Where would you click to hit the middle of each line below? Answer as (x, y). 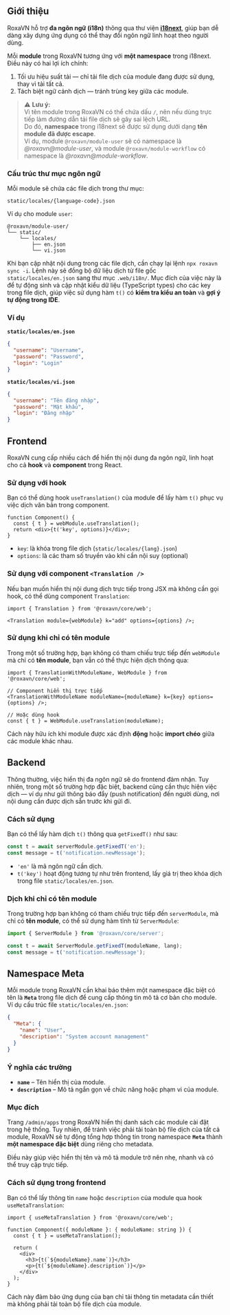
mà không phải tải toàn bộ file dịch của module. (74, 1304)
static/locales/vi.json (41, 382)
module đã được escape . (60, 133)
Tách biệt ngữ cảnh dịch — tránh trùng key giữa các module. (103, 91)
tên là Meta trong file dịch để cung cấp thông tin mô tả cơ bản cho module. (112, 998)
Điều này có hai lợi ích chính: (48, 63)
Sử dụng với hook (37, 482)
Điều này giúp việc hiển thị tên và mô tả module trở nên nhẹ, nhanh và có (111, 1157)
